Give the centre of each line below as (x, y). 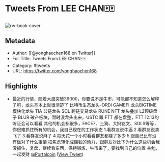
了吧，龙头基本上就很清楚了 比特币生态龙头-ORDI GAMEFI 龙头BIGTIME (84, 105)
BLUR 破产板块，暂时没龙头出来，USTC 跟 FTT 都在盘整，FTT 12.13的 (88, 117)
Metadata (20, 41)
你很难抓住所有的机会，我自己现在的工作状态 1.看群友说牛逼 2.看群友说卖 (86, 130)
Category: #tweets (31, 65)
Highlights (21, 86)
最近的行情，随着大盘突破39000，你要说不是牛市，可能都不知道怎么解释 (86, 98)
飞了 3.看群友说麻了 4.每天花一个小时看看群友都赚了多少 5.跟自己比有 (82, 135)
